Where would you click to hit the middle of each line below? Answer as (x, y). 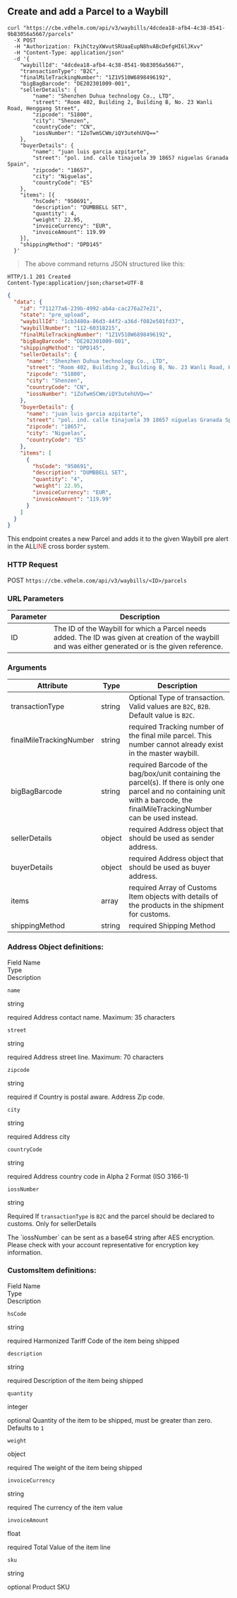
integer (18, 1406)
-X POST (25, 40)
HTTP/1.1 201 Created (39, 276)
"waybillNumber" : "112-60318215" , (71, 328)
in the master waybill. (164, 754)
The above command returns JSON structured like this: (105, 264)
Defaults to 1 (26, 1428)
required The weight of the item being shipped (75, 1467)
